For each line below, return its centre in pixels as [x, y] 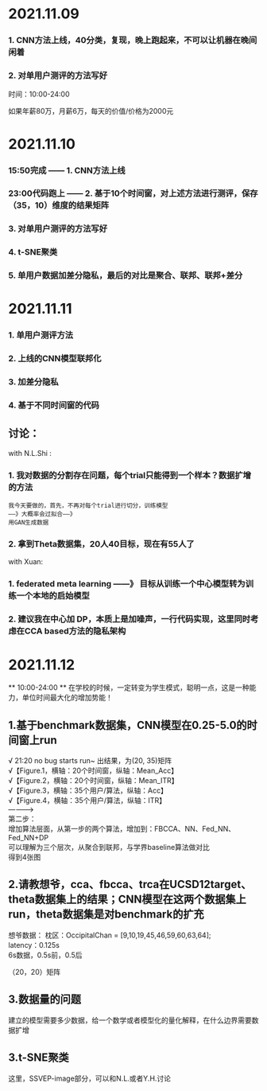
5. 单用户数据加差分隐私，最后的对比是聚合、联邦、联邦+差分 [126, 275]
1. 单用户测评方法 [41, 335]
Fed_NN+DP [29, 838]
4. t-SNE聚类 [33, 252]
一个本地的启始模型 [53, 596]
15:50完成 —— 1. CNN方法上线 [67, 170]
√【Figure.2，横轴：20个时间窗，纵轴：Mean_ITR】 [93, 781]
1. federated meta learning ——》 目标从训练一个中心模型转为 [127, 584]
